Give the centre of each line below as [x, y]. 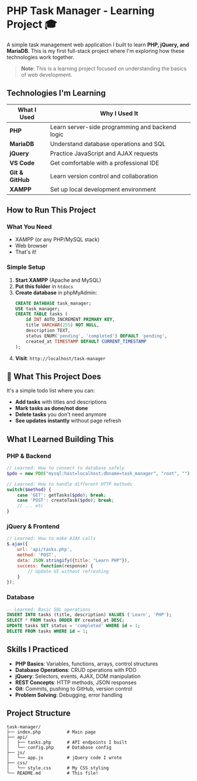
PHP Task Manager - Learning [81, 11]
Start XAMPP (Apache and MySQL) [58, 280]
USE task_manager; [37, 309]
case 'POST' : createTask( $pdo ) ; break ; [66, 501]
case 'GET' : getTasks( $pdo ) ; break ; [62, 495]
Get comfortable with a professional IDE [105, 163]
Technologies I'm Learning [56, 93]
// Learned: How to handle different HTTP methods [70, 484]
